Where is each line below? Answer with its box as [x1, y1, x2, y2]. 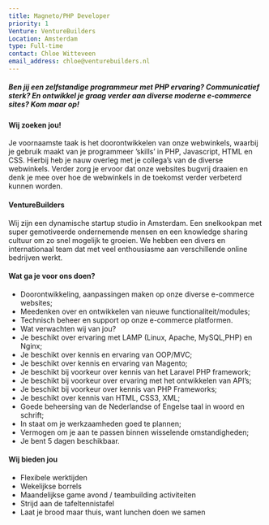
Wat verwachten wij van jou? [19, 323, 117, 333]
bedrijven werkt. [8, 253, 63, 262]
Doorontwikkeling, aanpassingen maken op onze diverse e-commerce [19, 289, 255, 299]
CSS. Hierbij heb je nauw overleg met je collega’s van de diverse [8, 155, 224, 165]
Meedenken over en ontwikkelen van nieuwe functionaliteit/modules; [19, 306, 250, 316]
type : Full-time [8, 42, 63, 50]
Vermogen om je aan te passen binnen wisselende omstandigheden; [19, 427, 250, 437]
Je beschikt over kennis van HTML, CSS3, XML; [19, 393, 181, 402]
